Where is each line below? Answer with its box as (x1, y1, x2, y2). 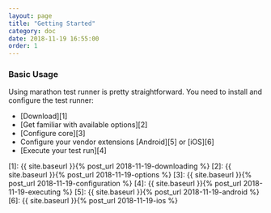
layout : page (8, 11, 53, 20)
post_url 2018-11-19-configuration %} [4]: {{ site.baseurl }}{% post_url (8, 179, 242, 189)
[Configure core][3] (19, 129, 86, 138)
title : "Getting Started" (8, 19, 95, 28)
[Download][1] (19, 111, 68, 121)
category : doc (8, 27, 57, 35)
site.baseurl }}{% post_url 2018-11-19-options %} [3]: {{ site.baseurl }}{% (8, 170, 252, 180)
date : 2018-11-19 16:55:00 (8, 34, 100, 43)
